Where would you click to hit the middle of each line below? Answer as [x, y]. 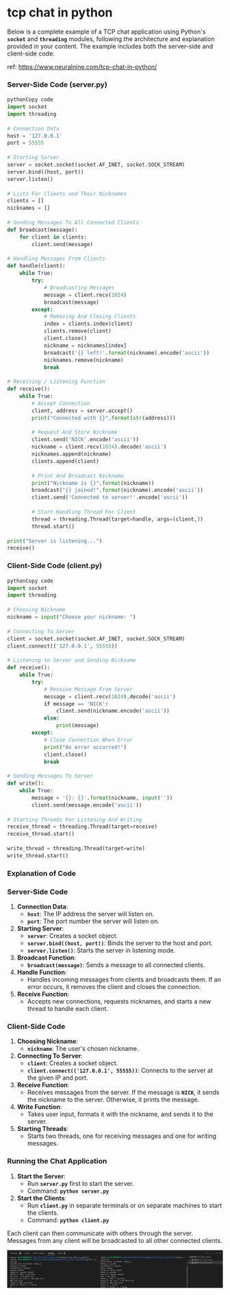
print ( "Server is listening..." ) [55, 541]
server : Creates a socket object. [73, 936]
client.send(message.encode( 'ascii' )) [87, 805]
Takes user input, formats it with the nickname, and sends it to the [120, 1114]
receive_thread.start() [41, 834]
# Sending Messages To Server [50, 776]
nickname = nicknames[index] [85, 345]
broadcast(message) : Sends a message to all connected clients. [116, 965]
